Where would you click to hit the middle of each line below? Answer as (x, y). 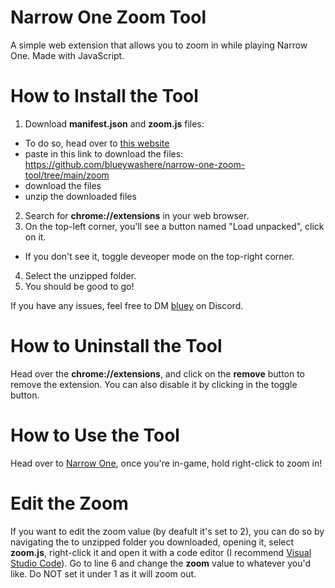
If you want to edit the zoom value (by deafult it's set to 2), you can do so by (167, 531)
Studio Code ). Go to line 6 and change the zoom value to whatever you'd (161, 563)
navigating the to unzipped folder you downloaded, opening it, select (152, 542)
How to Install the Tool (104, 96)
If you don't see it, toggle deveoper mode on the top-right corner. (159, 256)
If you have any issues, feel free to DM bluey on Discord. (127, 305)
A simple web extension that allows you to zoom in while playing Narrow (159, 45)
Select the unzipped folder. (80, 275)
